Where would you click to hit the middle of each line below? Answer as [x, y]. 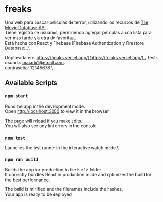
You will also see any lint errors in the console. [52, 126]
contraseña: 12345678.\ [29, 68]
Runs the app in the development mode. [45, 106]
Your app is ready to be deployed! [39, 194]
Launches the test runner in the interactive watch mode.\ [62, 148]
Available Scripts [31, 83]
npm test [15, 138]
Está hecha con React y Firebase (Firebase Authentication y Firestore [74, 43]
